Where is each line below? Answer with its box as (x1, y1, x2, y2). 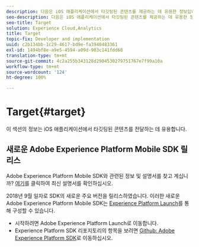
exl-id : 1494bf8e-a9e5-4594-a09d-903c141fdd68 (6, 47, 123, 53)
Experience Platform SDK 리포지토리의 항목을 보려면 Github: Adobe (14, 227, 175, 234)
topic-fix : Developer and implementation (6, 36, 110, 42)
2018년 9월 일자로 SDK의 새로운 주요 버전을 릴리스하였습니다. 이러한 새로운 (6, 192, 181, 199)
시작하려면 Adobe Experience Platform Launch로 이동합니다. (14, 219, 159, 226)
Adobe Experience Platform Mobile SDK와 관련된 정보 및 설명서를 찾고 (6, 172, 173, 179)
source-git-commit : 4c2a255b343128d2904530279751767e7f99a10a (6, 58, 163, 64)
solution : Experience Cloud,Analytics (6, 25, 102, 31)
